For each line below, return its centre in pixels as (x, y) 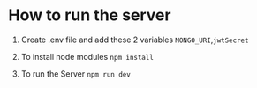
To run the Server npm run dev (76, 73)
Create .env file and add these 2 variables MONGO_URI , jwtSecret (135, 40)
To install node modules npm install (87, 56)
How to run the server (90, 15)
